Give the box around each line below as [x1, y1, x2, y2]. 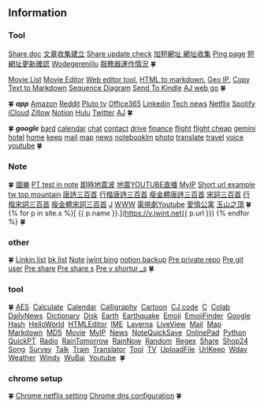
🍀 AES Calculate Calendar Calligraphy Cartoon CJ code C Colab [8, 301, 231, 311]
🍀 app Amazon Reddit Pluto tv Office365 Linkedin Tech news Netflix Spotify [8, 99, 256, 108]
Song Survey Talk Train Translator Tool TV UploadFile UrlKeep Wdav [8, 344, 248, 354]
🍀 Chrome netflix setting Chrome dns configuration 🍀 [8, 391, 183, 400]
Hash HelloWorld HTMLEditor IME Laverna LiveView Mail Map [8, 319, 222, 328]
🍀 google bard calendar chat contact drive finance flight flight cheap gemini [8, 123, 256, 133]
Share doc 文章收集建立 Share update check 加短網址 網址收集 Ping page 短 [8, 49, 255, 58]
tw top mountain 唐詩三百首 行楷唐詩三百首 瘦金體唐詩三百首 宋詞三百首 [8, 189, 242, 199]
